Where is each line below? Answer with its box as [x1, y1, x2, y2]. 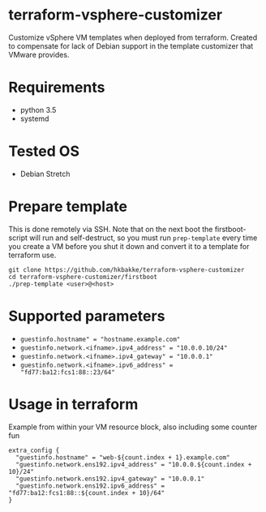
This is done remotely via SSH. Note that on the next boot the [8, 224, 213, 234]
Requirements [8, 79, 105, 97]
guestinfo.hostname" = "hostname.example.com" [19, 335, 181, 343]
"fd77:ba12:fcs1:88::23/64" [19, 368, 115, 376]
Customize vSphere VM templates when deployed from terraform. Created [8, 32, 258, 42]
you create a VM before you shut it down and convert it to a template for [8, 241, 250, 251]
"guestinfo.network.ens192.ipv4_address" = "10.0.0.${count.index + [15, 460, 252, 468]
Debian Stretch [19, 169, 71, 179]
